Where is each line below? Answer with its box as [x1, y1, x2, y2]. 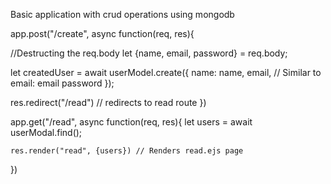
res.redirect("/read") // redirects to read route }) [10, 97, 207, 108]
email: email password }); [10, 77, 115, 89]
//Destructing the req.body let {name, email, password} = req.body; [10, 47, 288, 59]
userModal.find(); [10, 127, 83, 138]
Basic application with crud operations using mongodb [10, 9, 235, 20]
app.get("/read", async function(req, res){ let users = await [10, 116, 253, 128]
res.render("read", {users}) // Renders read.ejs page [10, 146, 244, 156]
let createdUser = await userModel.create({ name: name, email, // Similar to [10, 67, 322, 78]
